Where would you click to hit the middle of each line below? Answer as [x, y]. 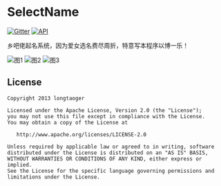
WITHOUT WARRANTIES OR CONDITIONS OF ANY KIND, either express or [105, 159]
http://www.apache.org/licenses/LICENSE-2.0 [81, 134]
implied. [20, 165]
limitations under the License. [54, 177]
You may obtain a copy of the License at [68, 122]
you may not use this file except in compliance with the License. [106, 116]
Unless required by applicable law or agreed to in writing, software [111, 147]
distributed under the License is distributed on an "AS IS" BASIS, [108, 153]
